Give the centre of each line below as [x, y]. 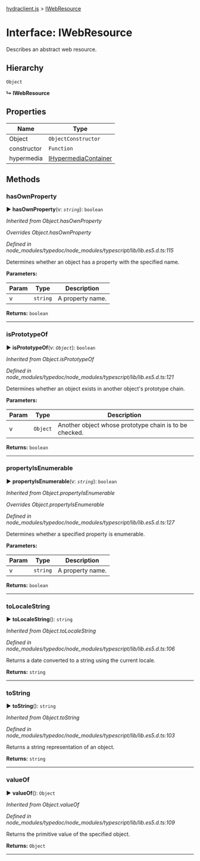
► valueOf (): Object [31, 793]
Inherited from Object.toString [43, 717]
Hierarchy [25, 68]
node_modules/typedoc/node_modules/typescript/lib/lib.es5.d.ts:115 [90, 251]
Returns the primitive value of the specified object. [68, 834]
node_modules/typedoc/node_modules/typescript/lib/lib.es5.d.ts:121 [90, 377]
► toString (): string [31, 706]
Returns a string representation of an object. [60, 747]
